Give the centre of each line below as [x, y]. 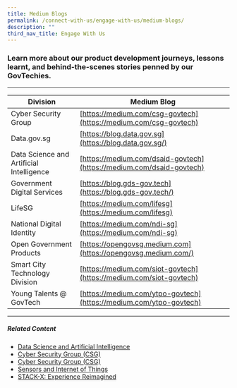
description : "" [31, 27]
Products [26, 253]
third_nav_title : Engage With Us [56, 34]
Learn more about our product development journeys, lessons [116, 59]
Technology [31, 273]
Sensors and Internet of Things [62, 369]
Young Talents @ [39, 293]
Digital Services [37, 192]
